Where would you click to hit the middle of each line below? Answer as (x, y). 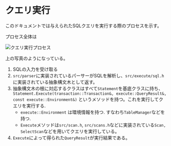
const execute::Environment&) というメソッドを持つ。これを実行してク (88, 99)
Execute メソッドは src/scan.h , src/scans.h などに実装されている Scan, (93, 125)
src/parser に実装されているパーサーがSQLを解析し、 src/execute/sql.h (88, 75)
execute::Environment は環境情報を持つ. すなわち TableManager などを (93, 112)
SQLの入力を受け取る (35, 69)
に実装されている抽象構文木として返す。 (55, 82)
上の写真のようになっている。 (37, 58)
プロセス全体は (21, 36)
